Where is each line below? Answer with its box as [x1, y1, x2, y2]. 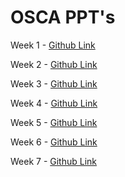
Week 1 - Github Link [10, 39, 96, 51]
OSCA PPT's [10, 6, 116, 29]
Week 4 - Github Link [10, 97, 98, 109]
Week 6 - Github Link [10, 136, 98, 148]
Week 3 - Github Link [10, 77, 98, 90]
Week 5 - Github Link [10, 116, 98, 128]
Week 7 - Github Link [10, 155, 98, 167]
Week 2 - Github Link [10, 58, 98, 70]
